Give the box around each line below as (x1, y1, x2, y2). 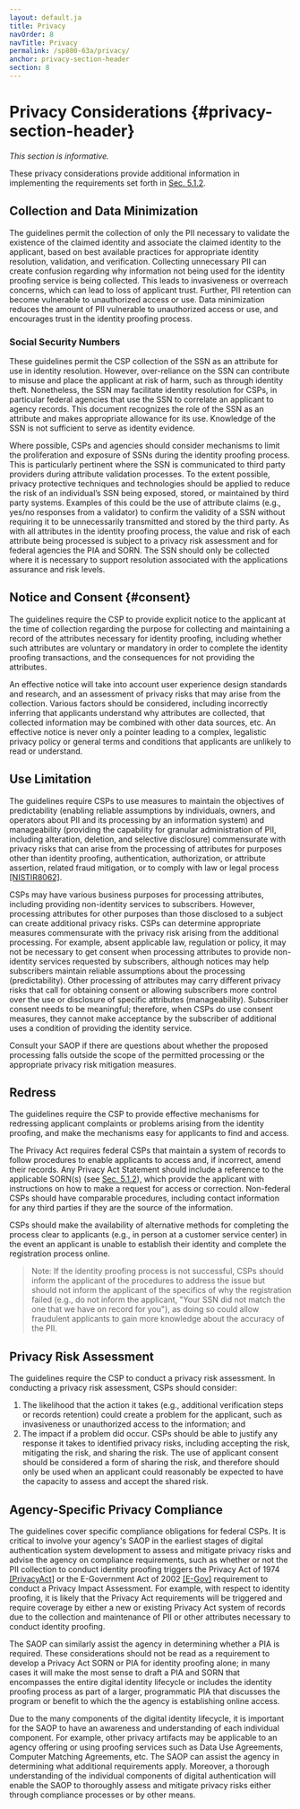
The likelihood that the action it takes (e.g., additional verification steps (21, 1400, 284, 1411)
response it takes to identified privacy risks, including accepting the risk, (21, 1438, 290, 1449)
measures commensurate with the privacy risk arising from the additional (9, 927, 279, 938)
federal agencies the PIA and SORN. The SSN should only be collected (9, 545, 270, 555)
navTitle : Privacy (9, 38, 78, 48)
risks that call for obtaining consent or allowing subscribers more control (9, 984, 278, 995)
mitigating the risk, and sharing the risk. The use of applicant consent (21, 1447, 279, 1458)
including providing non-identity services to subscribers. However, (9, 898, 255, 909)
